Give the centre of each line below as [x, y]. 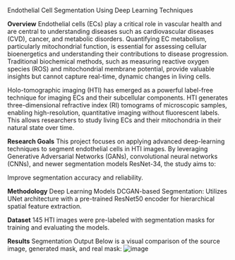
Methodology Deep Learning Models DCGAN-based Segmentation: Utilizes [117, 191]
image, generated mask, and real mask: [65, 249]
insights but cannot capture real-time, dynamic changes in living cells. [109, 76]
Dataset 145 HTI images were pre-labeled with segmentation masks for [111, 220]
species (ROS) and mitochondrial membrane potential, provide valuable [111, 69]
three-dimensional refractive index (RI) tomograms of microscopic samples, [117, 105]
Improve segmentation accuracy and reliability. [75, 177]
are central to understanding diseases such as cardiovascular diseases [110, 31]
